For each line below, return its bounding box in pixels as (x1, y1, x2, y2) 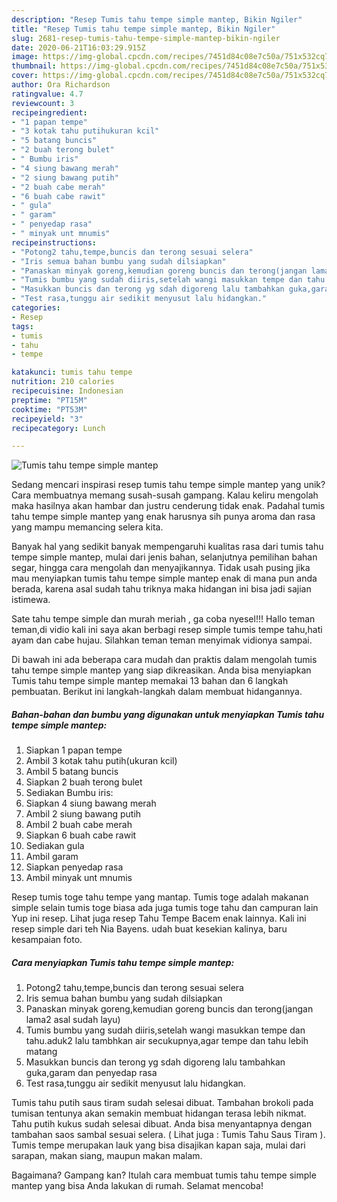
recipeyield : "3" (11, 414, 84, 424)
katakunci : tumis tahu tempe (11, 367, 133, 378)
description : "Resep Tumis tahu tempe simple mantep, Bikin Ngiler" (11, 14, 303, 25)
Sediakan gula (25, 840, 85, 852)
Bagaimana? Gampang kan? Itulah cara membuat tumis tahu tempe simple (11, 1169, 317, 1181)
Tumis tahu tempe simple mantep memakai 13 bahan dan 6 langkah (11, 675, 289, 687)
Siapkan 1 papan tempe (25, 744, 123, 756)
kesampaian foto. (11, 934, 83, 946)
